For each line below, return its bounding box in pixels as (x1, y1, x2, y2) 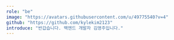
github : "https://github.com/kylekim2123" (6, 19, 113, 25)
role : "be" (6, 8, 33, 15)
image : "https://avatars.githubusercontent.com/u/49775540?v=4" (6, 14, 169, 20)
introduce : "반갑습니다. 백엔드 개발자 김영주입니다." (6, 25, 124, 31)
